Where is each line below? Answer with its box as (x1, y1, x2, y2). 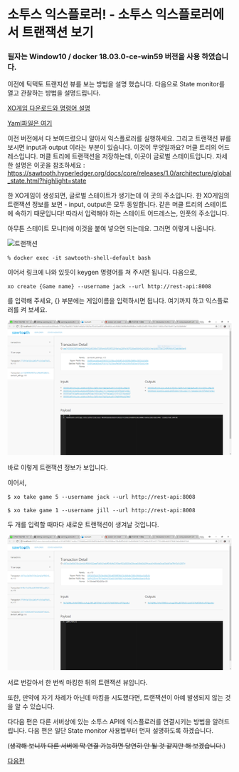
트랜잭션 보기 (21, 24, 94, 41)
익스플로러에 (155, 6, 225, 23)
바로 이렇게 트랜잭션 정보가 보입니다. (7, 463, 108, 472)
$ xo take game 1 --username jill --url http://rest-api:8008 (7, 507, 196, 514)
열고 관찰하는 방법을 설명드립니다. (7, 88, 101, 97)
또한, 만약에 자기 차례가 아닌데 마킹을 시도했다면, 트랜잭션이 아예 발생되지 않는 (7, 693, 224, 701)
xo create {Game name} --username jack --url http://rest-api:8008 (7, 283, 212, 290)
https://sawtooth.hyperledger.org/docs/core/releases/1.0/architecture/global (7, 169, 232, 178)
